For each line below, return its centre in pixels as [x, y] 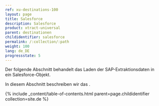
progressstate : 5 [23, 55]
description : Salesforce [31, 23]
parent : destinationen [28, 33]
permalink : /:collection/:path [37, 42]
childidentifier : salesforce [35, 37]
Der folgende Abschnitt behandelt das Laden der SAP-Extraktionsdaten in [80, 70]
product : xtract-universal [33, 28]
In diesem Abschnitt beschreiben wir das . [48, 84]
